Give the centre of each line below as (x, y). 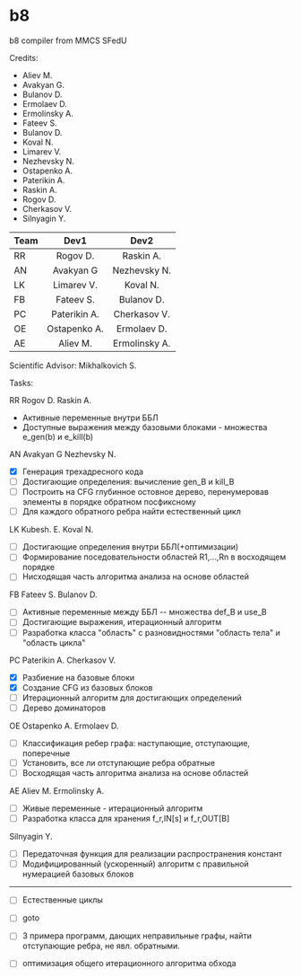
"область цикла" (54, 642)
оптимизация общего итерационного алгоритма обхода (129, 964)
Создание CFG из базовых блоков (88, 687)
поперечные (46, 753)
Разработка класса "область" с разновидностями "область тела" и (151, 632)
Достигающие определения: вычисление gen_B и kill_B (128, 482)
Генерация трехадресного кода (83, 471)
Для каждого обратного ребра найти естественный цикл (132, 512)
